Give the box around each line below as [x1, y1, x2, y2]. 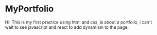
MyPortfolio [5, 3, 54, 14]
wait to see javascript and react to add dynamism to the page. [5, 24, 129, 30]
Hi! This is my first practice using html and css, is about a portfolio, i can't [5, 19, 152, 25]
